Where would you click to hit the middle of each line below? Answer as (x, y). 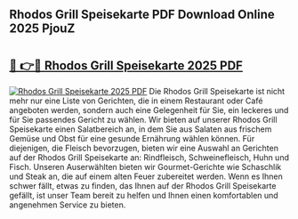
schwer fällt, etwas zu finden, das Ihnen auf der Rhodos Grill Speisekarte (143, 186)
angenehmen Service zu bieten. (68, 205)
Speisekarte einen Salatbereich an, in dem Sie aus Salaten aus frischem (141, 129)
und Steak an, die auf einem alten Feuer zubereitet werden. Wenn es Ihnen (146, 176)
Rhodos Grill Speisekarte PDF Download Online (142, 15)
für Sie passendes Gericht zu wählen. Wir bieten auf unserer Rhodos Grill (143, 120)
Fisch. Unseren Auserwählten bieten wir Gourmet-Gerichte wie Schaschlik (145, 167)
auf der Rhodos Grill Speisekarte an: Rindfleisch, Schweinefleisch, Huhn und (149, 158)
